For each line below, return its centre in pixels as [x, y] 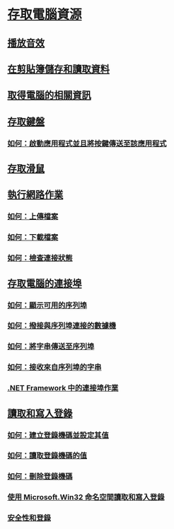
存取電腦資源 [45, 14]
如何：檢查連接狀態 [40, 258]
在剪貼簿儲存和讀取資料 [58, 69]
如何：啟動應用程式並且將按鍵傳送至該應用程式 [87, 144]
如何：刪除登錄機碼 [40, 477]
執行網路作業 [35, 195]
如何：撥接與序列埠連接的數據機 [62, 326]
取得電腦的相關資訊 [49, 95]
